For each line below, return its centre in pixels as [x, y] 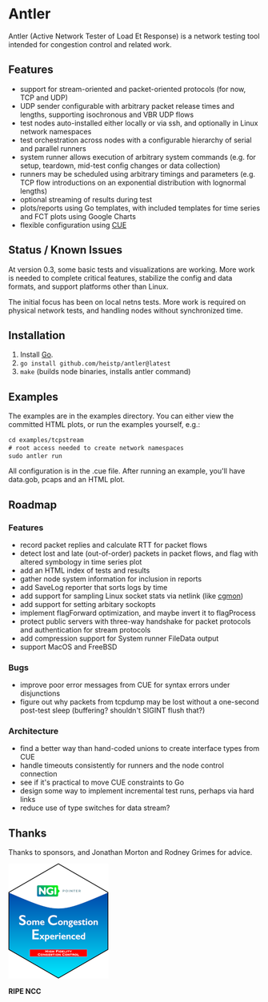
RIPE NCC [25, 992]
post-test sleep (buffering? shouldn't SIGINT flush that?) [112, 711]
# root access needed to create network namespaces [96, 449]
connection [38, 774]
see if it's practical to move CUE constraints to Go [102, 782]
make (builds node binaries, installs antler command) [105, 372]
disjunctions [40, 693]
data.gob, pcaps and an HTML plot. [67, 480]
